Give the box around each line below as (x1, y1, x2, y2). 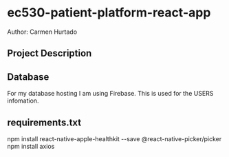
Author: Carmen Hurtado (7, 28, 78, 36)
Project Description (7, 48, 92, 59)
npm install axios (7, 142, 55, 150)
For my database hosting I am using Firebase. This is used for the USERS (7, 90, 214, 98)
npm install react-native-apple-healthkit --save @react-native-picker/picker (7, 134, 222, 143)
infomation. (7, 96, 39, 105)
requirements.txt (7, 116, 82, 128)
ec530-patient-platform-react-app (7, 5, 211, 21)
